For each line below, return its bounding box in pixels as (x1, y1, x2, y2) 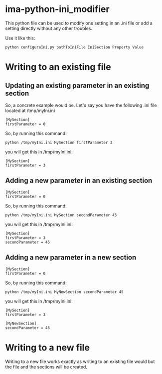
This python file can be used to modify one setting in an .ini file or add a (5, 20, 153, 26)
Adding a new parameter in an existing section (5, 176, 153, 185)
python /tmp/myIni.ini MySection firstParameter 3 (5, 140, 113, 145)
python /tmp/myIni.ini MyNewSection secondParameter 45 (5, 289, 124, 294)
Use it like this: (5, 35, 35, 41)
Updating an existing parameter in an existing (5, 81, 150, 89)
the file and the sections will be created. (5, 363, 87, 369)
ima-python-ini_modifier (5, 3, 110, 15)
